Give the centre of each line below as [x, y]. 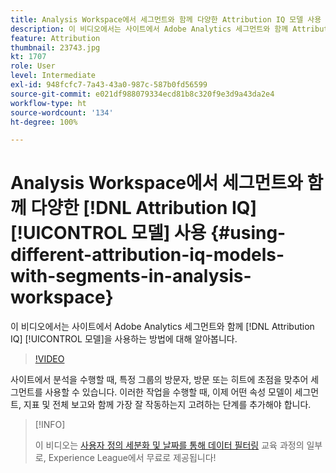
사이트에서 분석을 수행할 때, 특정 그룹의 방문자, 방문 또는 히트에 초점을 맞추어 [159, 380]
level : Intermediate [53, 76]
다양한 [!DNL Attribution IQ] [144, 208]
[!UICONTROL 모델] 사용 [108, 233]
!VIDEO [49, 359]
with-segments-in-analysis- [131, 276]
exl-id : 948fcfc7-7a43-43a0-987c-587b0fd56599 [109, 85]
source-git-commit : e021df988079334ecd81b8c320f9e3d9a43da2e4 [142, 94]
